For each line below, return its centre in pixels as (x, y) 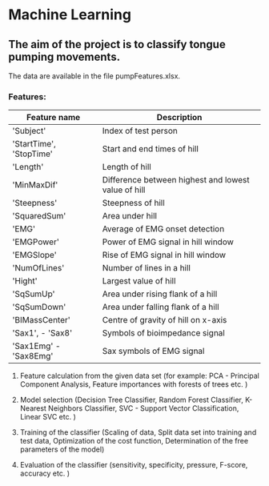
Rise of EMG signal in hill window (164, 255)
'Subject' (29, 131)
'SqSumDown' (39, 307)
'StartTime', (34, 144)
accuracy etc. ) (45, 473)
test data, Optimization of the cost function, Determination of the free (134, 441)
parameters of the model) (62, 449)
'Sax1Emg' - (37, 346)
